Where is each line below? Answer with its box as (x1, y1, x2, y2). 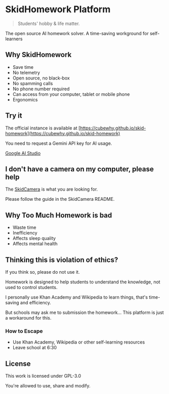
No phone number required (12, 86, 70, 92)
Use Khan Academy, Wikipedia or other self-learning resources (12, 339, 145, 345)
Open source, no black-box (12, 75, 70, 81)
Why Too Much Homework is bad (5, 211, 112, 220)
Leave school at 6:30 (12, 345, 57, 351)
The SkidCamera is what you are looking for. (5, 186, 98, 192)
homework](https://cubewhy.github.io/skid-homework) (5, 130, 120, 136)
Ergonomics (12, 96, 38, 102)
